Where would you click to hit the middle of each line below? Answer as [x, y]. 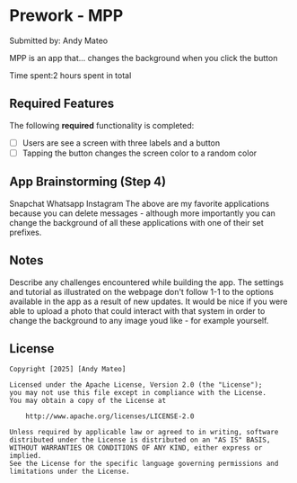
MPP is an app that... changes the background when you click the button [144, 58]
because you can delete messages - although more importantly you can [143, 213]
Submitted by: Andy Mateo [59, 40]
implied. [26, 456]
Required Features [62, 104]
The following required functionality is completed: [102, 125]
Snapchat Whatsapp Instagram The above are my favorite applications [140, 203]
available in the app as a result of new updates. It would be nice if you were [148, 301]
